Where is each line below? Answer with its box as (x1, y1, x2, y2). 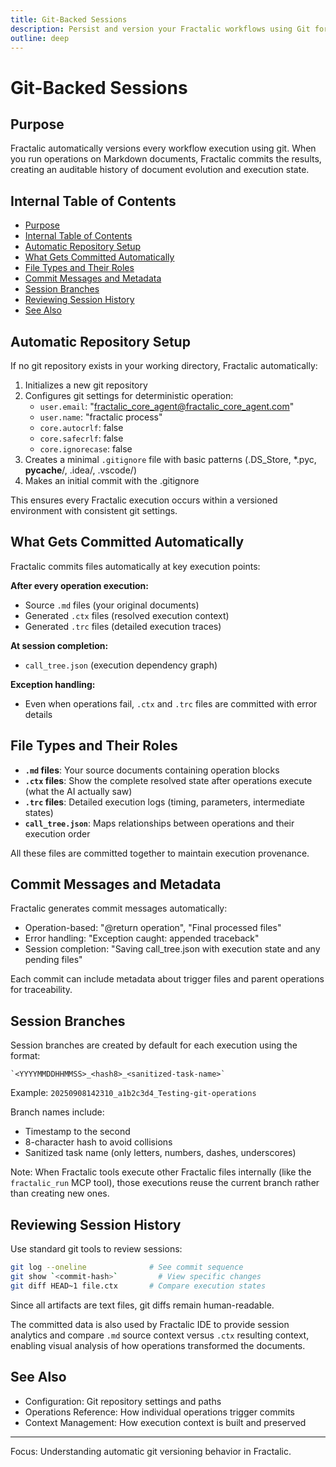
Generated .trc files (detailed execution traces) (24, 620, 222, 632)
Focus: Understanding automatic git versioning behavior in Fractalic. (10, 1445, 292, 1457)
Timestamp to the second (24, 1126, 131, 1138)
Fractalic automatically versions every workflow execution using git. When (10, 142, 317, 155)
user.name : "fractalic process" (39, 411, 163, 423)
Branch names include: (10, 1106, 105, 1118)
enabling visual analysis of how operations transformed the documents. (10, 1339, 306, 1351)
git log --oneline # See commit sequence (10, 1262, 244, 1273)
